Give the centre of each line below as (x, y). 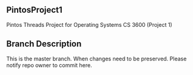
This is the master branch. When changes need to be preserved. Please (96, 59)
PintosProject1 (35, 10)
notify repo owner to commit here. (49, 65)
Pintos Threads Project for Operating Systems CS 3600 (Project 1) (89, 24)
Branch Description (44, 44)
